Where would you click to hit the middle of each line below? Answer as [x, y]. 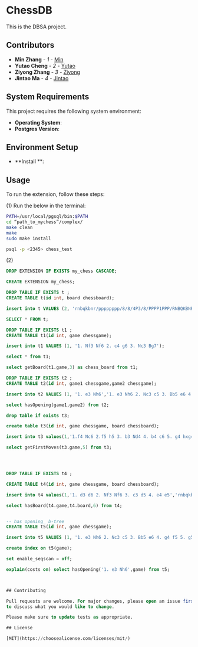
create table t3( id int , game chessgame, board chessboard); [83, 426]
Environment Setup [42, 147]
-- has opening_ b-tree [35, 521]
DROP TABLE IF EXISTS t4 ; [39, 474]
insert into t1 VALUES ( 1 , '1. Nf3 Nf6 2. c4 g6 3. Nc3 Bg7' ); [85, 346]
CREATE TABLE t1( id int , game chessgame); [59, 335]
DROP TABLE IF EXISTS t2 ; [39, 378]
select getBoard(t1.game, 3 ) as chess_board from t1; [72, 367]
